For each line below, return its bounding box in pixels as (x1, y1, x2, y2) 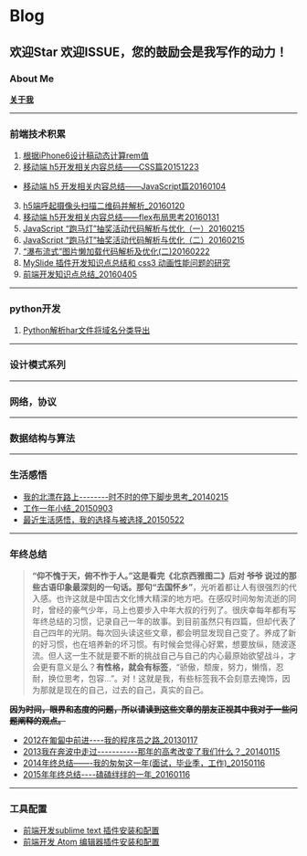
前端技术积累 (9, 127, 67, 140)
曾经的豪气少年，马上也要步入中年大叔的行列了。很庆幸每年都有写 (48, 604, 297, 615)
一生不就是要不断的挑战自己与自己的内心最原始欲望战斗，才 (71, 650, 297, 660)
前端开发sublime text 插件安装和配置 (22, 825, 160, 836)
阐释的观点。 (16, 714, 66, 726)
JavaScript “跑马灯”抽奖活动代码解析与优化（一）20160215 (22, 223, 245, 234)
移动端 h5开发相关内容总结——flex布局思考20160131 (22, 212, 219, 223)
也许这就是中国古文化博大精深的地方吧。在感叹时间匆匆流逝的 (56, 593, 289, 604)
